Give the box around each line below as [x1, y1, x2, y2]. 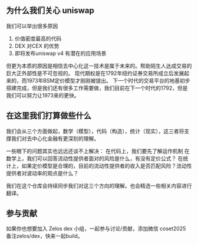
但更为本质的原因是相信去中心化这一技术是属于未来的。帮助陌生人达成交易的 [6, 62, 192, 69]
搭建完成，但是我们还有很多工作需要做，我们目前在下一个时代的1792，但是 [6, 84, 188, 92]
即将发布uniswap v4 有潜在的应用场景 [14, 50, 107, 57]
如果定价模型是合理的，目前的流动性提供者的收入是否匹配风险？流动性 [21, 162, 192, 169]
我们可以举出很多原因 [6, 22, 58, 30]
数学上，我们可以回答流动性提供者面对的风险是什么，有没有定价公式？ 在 [6, 155, 183, 162]
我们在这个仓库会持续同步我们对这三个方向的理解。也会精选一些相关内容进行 [6, 182, 192, 189]
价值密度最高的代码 [14, 35, 62, 42]
